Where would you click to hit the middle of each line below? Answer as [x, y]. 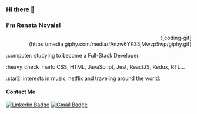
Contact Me [21, 92]
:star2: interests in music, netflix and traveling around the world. [83, 78]
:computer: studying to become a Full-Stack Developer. [73, 56]
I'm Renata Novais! [34, 25]
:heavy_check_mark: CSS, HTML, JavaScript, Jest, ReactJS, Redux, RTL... [96, 67]
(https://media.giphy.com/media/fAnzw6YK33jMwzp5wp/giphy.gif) [110, 44]
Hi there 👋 [21, 9]
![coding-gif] [176, 38]
